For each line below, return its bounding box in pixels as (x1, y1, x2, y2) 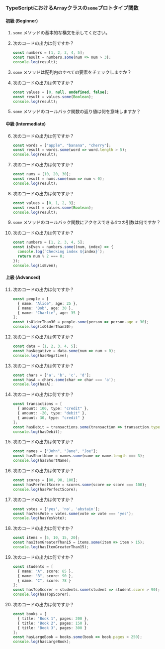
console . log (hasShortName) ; (12, 458, 71, 463)
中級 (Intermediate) (5, 121, 46, 127)
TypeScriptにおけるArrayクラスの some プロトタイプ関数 (5, 4, 139, 11)
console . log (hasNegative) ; (12, 353, 69, 358)
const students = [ (12, 564, 54, 569)
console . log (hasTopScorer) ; (12, 592, 71, 597)
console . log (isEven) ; (12, 263, 58, 268)
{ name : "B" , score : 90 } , (17, 573, 74, 578)
